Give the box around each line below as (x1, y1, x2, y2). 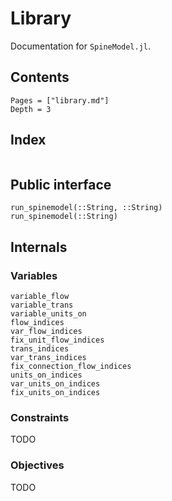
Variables (10, 268, 58, 282)
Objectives (10, 458, 65, 472)
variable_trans (10, 300, 74, 311)
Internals (10, 238, 68, 256)
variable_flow (10, 292, 70, 302)
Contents (10, 69, 70, 86)
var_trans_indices (10, 353, 87, 363)
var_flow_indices (10, 327, 83, 337)
